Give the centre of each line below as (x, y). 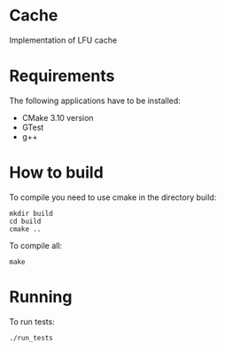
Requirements (62, 76)
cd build (25, 221)
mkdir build (31, 213)
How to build (56, 173)
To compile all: (36, 245)
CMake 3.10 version (58, 117)
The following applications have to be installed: (95, 100)
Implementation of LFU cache (63, 40)
